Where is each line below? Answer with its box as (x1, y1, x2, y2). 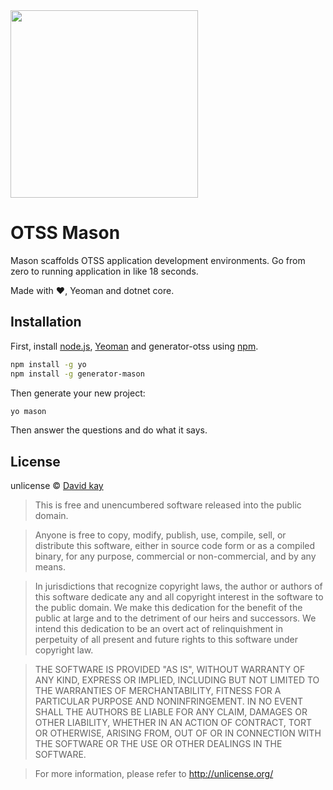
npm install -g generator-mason (10, 369, 145, 379)
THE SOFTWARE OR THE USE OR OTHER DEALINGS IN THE (34, 738, 283, 750)
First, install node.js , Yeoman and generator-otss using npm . (10, 340, 259, 352)
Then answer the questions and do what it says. (10, 424, 208, 436)
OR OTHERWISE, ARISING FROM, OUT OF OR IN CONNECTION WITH (34, 727, 322, 739)
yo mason (10, 406, 47, 416)
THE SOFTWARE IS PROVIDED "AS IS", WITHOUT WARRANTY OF (34, 664, 306, 676)
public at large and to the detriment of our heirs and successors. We (34, 612, 317, 624)
